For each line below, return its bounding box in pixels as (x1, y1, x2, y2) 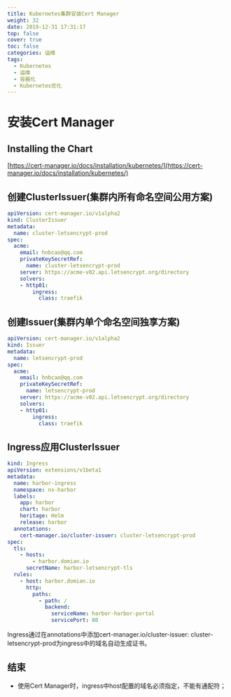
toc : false (7, 43, 39, 50)
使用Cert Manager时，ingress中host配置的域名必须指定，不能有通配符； (17, 682, 226, 690)
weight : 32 (7, 17, 39, 24)
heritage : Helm (20, 512, 64, 519)
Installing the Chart (7, 142, 93, 154)
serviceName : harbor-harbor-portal (51, 610, 155, 618)
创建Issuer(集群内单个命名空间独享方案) (7, 316, 181, 328)
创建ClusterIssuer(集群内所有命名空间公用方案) (7, 191, 213, 203)
